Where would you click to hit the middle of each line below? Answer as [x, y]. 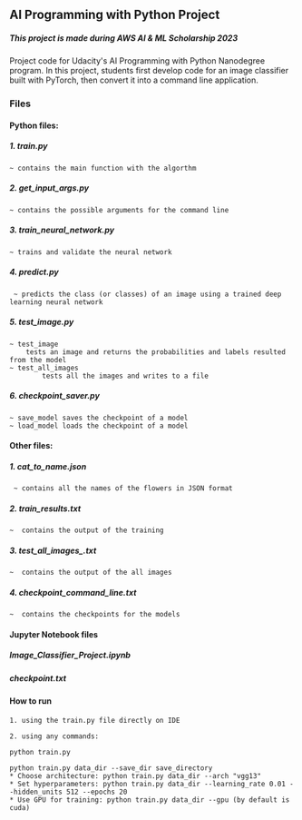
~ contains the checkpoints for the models [95, 615]
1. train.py [29, 146]
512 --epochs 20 [97, 792]
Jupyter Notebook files [54, 634]
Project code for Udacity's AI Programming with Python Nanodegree [137, 61]
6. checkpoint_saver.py [54, 396]
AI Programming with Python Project [115, 15]
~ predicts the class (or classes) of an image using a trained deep [147, 294]
